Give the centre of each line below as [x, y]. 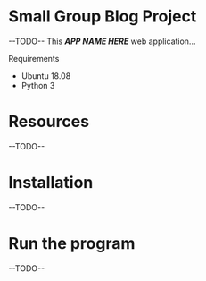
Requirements [34, 58]
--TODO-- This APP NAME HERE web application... [102, 41]
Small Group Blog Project [103, 17]
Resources [49, 122]
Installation [51, 183]
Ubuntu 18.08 [46, 76]
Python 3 [38, 85]
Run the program [72, 243]
